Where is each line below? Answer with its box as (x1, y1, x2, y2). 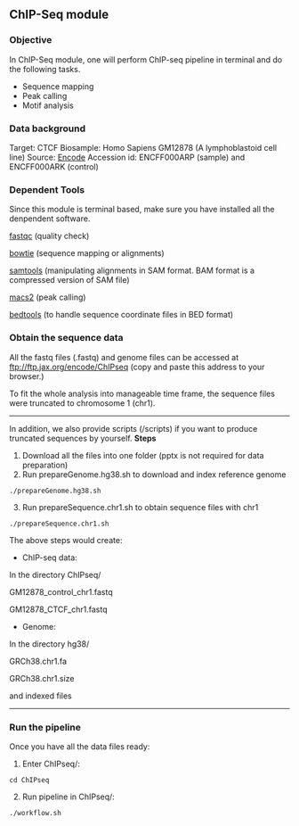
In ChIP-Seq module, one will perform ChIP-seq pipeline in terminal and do (9, 54, 283, 65)
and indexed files (9, 690, 73, 701)
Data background (9, 122, 86, 135)
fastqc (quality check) (9, 231, 90, 242)
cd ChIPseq (9, 775, 50, 784)
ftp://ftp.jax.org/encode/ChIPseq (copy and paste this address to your (9, 361, 265, 372)
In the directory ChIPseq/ (9, 569, 101, 580)
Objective (9, 34, 53, 46)
